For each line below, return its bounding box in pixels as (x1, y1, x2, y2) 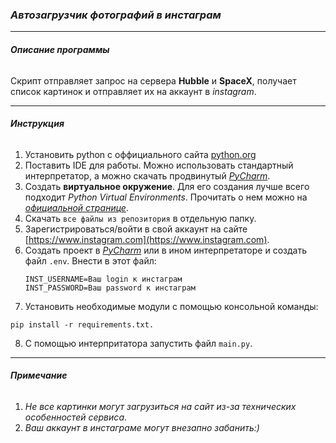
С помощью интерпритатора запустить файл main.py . (24, 337, 253, 349)
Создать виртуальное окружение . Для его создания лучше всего (24, 180, 310, 192)
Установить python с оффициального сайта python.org (24, 148, 257, 160)
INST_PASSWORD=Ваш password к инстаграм (24, 283, 196, 293)
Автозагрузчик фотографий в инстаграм (10, 8, 222, 22)
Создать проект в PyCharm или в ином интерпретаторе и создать (24, 244, 307, 256)
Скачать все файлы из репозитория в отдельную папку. (24, 212, 257, 224)
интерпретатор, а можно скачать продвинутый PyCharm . (24, 169, 271, 182)
